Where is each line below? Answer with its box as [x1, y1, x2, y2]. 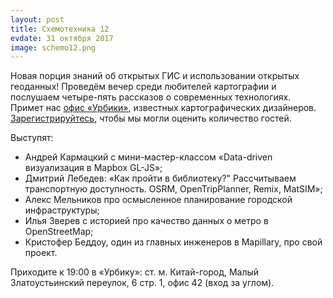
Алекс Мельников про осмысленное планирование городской [24, 194, 293, 206]
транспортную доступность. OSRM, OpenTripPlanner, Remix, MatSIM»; [24, 183, 323, 195]
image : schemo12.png [10, 42, 97, 53]
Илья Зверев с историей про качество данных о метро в [24, 215, 269, 227]
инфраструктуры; [24, 204, 100, 216]
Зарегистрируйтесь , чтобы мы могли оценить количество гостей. [10, 112, 292, 125]
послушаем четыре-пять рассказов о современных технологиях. [10, 91, 292, 103]
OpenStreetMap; [24, 226, 94, 238]
